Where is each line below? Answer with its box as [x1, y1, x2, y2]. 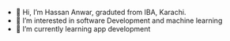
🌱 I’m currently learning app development [15, 24, 151, 33]
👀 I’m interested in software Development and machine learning [15, 16, 223, 25]
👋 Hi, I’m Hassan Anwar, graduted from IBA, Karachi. [15, 8, 187, 17]
